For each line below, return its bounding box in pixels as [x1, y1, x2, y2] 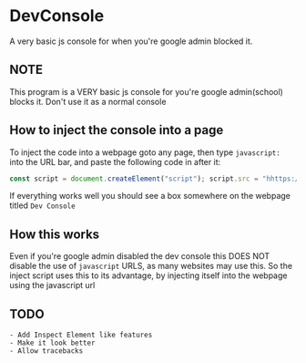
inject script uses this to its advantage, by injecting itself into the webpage [9, 270, 288, 281]
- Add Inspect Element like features [9, 330, 153, 340]
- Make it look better [9, 338, 96, 347]
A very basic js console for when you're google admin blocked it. [9, 36, 253, 47]
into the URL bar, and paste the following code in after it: [9, 156, 221, 167]
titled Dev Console [9, 200, 76, 211]
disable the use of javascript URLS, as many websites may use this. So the [9, 261, 293, 272]
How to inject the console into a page [9, 122, 224, 138]
